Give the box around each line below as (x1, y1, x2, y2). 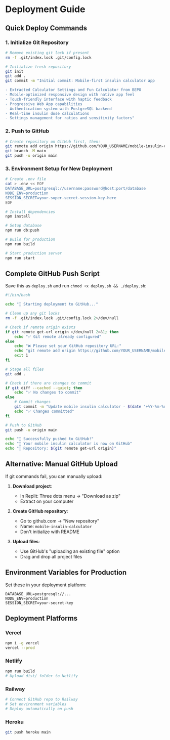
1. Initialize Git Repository (5, 39, 69, 46)
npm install (5, 214, 30, 219)
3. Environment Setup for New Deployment (5, 165, 113, 172)
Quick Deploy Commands (5, 24, 88, 32)
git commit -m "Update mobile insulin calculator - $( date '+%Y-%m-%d (14, 404, 166, 409)
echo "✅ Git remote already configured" (14, 334, 102, 339)
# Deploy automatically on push (5, 707, 73, 712)
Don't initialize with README (20, 529, 80, 535)
